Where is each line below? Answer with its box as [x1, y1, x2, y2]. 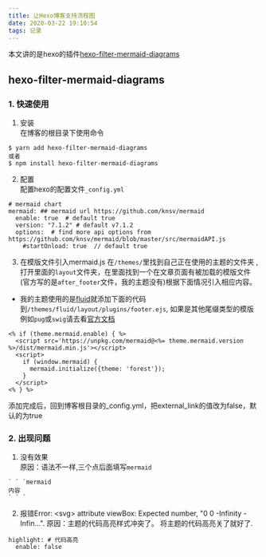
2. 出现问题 [8, 433, 51, 444]
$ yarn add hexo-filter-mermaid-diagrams [8, 144, 148, 152]
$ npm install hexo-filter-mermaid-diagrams [8, 160, 158, 168]
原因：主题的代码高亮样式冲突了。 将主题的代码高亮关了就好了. [46, 519, 253, 528]
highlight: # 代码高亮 [8, 536, 79, 544]
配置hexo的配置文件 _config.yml [19, 184, 125, 194]
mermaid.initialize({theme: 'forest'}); [29, 365, 166, 373]
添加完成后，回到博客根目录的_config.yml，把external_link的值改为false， [8, 401, 250, 411]
